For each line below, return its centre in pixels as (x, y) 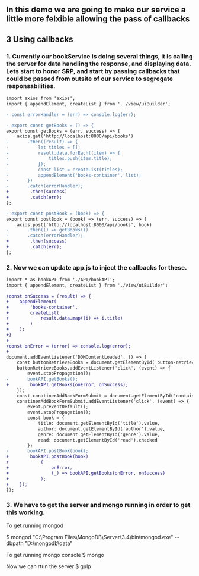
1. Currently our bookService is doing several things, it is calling (99, 56)
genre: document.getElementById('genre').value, (99, 434)
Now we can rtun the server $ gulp (49, 566)
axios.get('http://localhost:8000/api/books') (75, 136)
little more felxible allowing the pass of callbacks (98, 19)
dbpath (15, 543)
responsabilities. (31, 86)
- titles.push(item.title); (59, 158)
